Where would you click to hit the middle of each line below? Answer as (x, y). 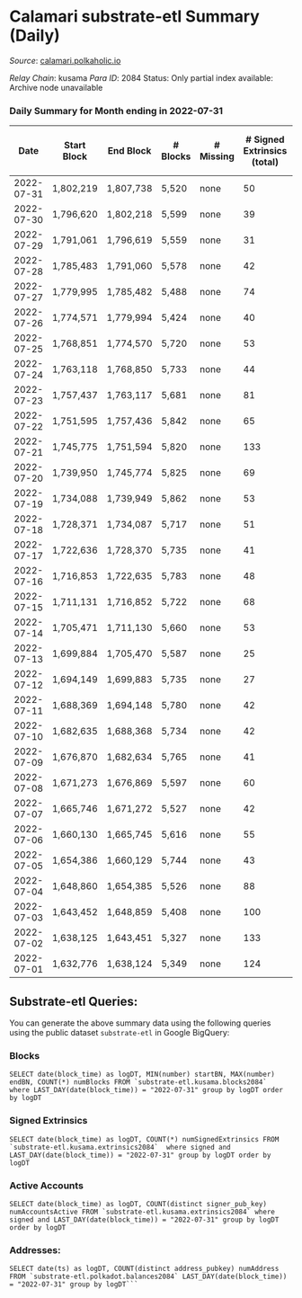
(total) (265, 162)
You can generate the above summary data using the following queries (140, 1023)
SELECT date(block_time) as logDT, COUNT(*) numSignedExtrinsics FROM (144, 1139)
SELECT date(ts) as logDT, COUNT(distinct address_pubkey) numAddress (144, 1269)
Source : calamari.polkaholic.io (65, 60)
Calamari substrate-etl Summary (135, 17)
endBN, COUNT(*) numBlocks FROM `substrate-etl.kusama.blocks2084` (138, 1082)
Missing (217, 156)
